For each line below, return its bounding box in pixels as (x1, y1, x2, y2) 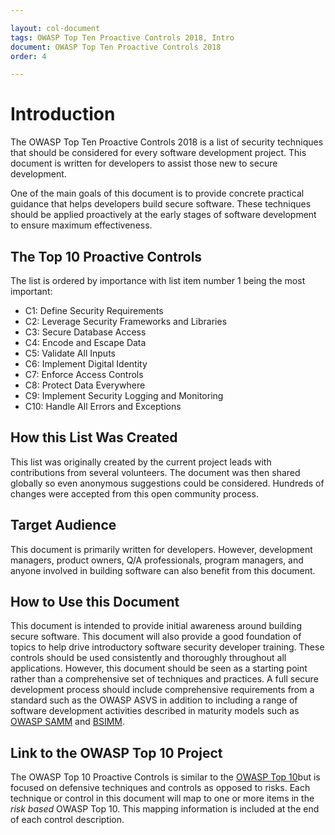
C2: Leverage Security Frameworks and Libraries (24, 316, 228, 327)
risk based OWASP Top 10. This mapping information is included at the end (10, 803, 320, 815)
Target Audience (10, 517, 117, 534)
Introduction (10, 103, 116, 126)
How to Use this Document (10, 594, 180, 611)
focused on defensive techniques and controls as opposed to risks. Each (10, 782, 311, 794)
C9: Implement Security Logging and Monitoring (24, 390, 224, 401)
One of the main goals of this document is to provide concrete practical (10, 187, 305, 200)
